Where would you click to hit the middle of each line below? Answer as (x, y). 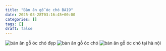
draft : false (19, 29)
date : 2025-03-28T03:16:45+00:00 (40, 15)
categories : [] (21, 19)
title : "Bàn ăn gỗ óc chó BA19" (39, 10)
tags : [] (14, 24)
